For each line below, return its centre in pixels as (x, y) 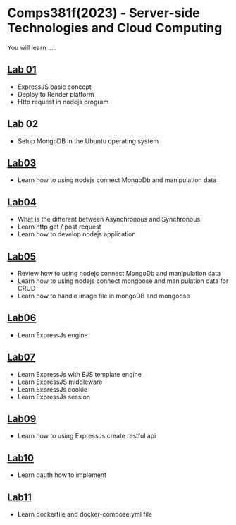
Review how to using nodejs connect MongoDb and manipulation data (119, 273)
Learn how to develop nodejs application (76, 234)
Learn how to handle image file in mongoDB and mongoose (104, 296)
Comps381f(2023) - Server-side (104, 13)
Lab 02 (23, 124)
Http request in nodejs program (63, 102)
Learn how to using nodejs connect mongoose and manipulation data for (123, 281)
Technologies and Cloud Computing (115, 28)
